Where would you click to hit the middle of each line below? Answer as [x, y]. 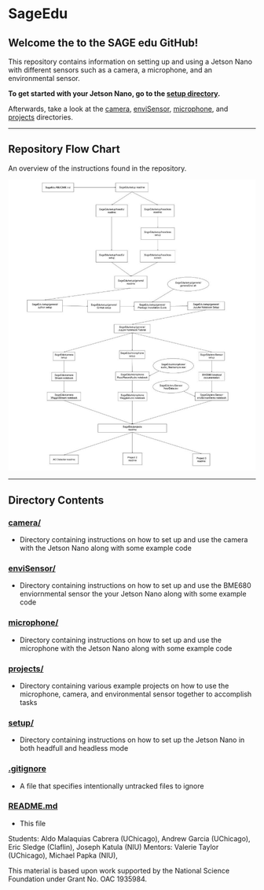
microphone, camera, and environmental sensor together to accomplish [136, 694]
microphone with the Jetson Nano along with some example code [126, 648]
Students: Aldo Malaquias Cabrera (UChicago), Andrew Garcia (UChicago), [129, 838]
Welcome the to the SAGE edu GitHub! [103, 43]
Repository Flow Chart [64, 149]
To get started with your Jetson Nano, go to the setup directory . [114, 94]
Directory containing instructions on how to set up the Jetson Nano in [132, 740]
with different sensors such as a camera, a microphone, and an [110, 70]
